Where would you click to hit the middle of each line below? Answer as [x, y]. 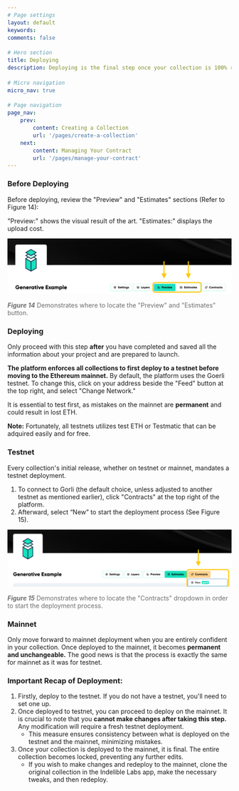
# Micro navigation [36, 83]
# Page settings [31, 15]
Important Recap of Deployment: [65, 680]
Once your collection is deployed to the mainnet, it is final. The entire [118, 750]
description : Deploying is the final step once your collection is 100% [117, 68]
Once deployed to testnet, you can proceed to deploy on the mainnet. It [122, 711]
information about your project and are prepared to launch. [94, 354]
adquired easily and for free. [49, 434]
